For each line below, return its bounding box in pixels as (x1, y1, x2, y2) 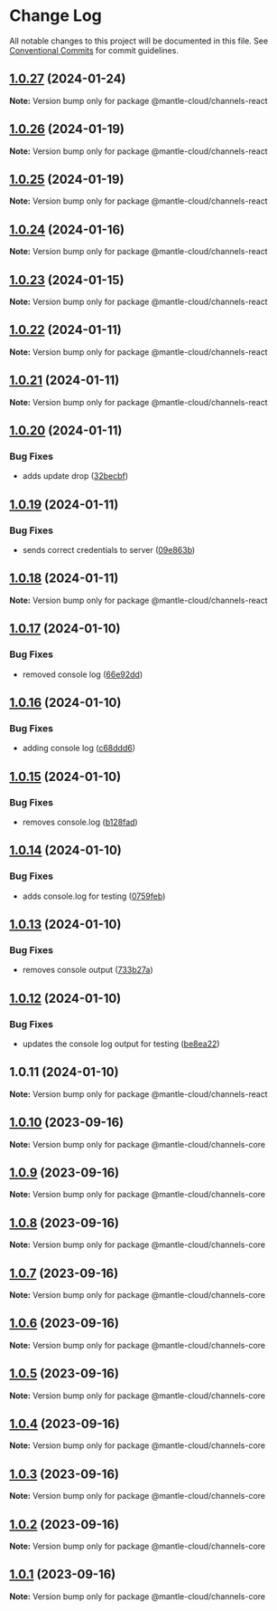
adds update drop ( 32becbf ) (22, 471, 129, 481)
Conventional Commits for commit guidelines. (9, 44, 179, 55)
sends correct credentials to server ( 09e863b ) (22, 545, 196, 555)
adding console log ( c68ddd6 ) (22, 743, 136, 754)
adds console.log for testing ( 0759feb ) (22, 891, 166, 901)
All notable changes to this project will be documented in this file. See (9, 35, 269, 46)
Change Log (9, 5, 102, 26)
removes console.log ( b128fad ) (22, 816, 138, 827)
